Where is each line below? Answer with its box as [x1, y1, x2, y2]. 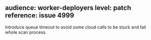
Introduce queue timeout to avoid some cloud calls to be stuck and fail [5, 24, 146, 30]
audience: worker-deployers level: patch [5, 4, 132, 12]
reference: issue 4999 [5, 12, 75, 20]
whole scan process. [5, 29, 47, 35]
